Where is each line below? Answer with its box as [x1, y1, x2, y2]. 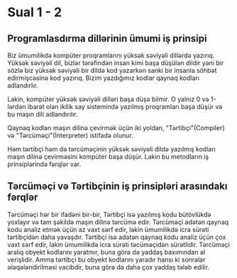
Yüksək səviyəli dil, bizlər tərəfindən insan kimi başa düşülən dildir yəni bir [7, 59, 224, 67]
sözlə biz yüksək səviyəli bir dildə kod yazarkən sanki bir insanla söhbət [7, 66, 217, 74]
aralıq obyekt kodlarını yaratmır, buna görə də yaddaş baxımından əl [7, 248, 206, 256]
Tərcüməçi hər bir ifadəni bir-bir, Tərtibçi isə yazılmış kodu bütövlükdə [7, 210, 211, 219]
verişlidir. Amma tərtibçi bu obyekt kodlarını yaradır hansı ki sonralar [7, 255, 206, 264]
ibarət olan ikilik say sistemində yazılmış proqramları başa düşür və [27, 103, 223, 110]
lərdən [7, 103, 26, 110]
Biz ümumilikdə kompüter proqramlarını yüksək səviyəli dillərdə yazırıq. [7, 51, 215, 59]
